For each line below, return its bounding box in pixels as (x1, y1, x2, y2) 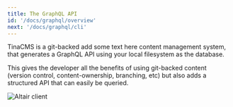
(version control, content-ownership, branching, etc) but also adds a (7, 71, 207, 80)
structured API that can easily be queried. (7, 79, 129, 87)
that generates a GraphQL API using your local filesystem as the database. (7, 50, 225, 58)
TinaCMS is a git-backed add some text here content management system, (7, 43, 227, 51)
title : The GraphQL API (7, 10, 78, 18)
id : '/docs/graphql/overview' (7, 17, 97, 24)
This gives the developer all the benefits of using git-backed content (7, 64, 207, 73)
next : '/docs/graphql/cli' (7, 23, 87, 30)
